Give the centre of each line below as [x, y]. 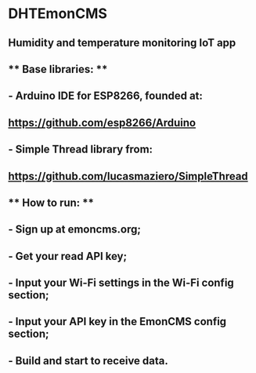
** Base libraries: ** [58, 69]
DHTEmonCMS [58, 14]
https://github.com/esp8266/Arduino [102, 123]
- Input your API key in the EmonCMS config [117, 322]
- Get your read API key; [68, 256]
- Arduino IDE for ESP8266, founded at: [106, 96]
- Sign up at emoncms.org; [75, 230]
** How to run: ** [51, 202]
